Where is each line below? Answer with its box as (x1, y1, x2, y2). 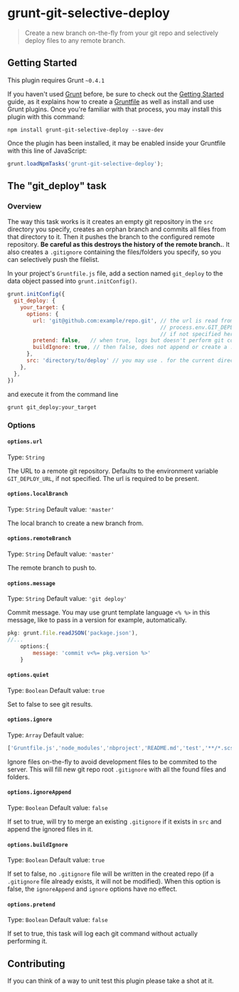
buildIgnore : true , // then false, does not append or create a (33, 344, 228, 351)
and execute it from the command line (7, 390, 119, 398)
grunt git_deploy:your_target (7, 403, 97, 411)
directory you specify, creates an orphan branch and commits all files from (7, 225, 226, 233)
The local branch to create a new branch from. (7, 519, 144, 527)
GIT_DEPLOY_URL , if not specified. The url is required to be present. (7, 474, 199, 482)
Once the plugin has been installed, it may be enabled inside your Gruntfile (7, 138, 226, 147)
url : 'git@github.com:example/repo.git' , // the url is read (33, 317, 218, 324)
